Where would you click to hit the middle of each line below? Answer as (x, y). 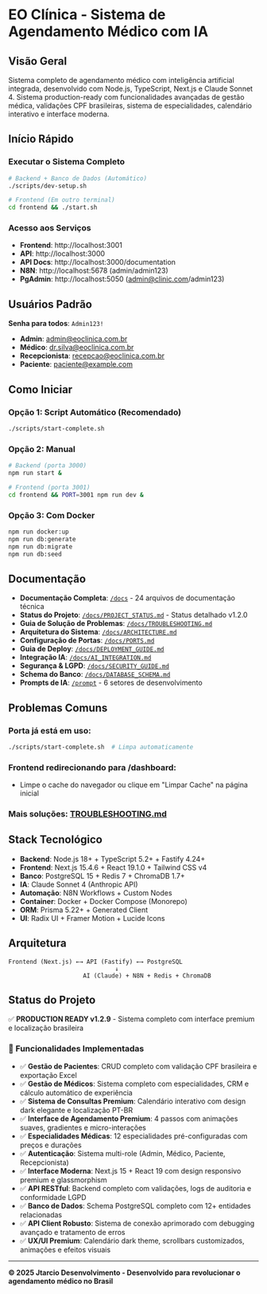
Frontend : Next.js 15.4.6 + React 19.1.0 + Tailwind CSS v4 (113, 867)
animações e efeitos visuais (65, 1249)
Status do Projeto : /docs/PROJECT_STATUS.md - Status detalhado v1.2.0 (133, 615)
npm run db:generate (43, 539)
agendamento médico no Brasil (61, 1280)
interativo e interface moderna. (59, 114)
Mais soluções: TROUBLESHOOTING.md (87, 814)
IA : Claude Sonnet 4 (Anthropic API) (79, 884)
